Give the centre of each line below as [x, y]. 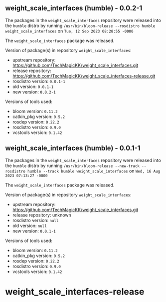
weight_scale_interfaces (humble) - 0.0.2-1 [74, 8]
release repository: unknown [42, 215]
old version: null [30, 225]
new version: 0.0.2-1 [34, 91]
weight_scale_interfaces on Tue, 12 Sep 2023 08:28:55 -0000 [69, 31]
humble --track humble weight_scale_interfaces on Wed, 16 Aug [94, 171]
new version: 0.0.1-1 [34, 231]
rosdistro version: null [35, 220]
